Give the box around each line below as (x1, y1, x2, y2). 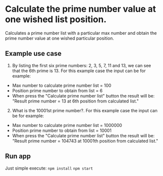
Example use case (5, 50, 62, 58)
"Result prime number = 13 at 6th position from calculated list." (12, 98, 139, 104)
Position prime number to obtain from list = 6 (12, 87, 103, 94)
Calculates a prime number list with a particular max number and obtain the (5, 30, 157, 36)
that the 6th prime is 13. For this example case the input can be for (12, 68, 146, 74)
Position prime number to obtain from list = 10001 (12, 127, 112, 133)
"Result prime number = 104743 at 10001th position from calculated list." (12, 138, 158, 144)
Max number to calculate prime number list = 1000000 (12, 122, 122, 128)
